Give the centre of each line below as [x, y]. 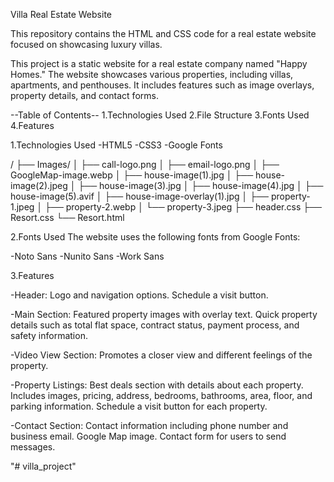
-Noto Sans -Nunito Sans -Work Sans [87, 256]
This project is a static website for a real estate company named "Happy [159, 63]
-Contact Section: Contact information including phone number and [149, 425]
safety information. [49, 335]
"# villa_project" [43, 466]
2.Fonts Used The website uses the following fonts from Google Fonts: [155, 237]
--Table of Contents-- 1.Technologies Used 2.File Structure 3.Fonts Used [160, 115]
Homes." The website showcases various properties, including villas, [152, 74]
